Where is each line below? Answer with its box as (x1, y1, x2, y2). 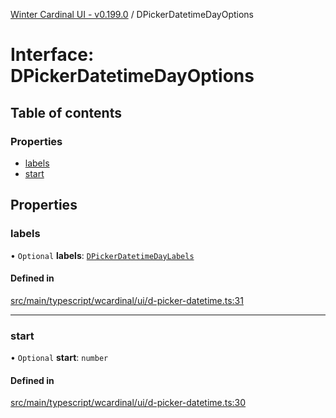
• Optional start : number (10, 352, 109, 364)
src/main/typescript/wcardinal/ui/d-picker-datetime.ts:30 (10, 397, 247, 409)
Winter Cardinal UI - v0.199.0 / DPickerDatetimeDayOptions (10, 9, 254, 20)
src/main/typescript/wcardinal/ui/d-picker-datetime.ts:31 (10, 294, 244, 306)
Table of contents (10, 104, 122, 121)
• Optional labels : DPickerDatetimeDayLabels (10, 249, 195, 261)
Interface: (10, 44, 95, 66)
